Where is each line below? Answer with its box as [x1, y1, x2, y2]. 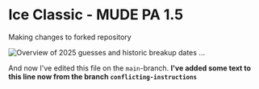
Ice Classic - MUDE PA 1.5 [8, 6, 184, 24]
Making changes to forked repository [8, 32, 132, 42]
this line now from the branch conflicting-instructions [8, 71, 198, 81]
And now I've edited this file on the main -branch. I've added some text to [8, 63, 252, 73]
